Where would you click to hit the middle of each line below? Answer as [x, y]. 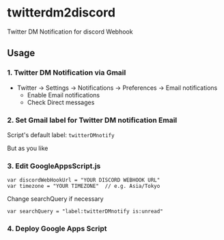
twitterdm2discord [61, 13]
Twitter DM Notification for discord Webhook [70, 32]
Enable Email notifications [64, 95]
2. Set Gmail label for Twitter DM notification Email [92, 120]
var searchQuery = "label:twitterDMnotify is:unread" [85, 212]
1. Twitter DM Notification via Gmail [67, 73]
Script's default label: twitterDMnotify [61, 134]
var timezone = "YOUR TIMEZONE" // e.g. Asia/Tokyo [84, 187]
